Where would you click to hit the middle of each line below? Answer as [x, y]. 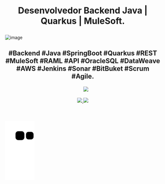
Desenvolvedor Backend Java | [83, 11]
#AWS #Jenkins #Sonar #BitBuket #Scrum [83, 68]
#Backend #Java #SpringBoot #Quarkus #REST [83, 53]
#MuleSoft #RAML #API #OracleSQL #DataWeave [83, 61]
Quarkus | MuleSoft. [83, 21]
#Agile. [83, 76]
